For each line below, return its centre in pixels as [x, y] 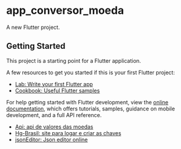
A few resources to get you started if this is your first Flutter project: [91, 72]
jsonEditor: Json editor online [51, 139]
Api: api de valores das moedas [54, 127]
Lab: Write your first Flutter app [54, 84]
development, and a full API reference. [54, 115]
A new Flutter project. [33, 27]
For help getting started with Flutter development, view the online [87, 102]
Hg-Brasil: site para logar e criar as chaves [68, 133]
